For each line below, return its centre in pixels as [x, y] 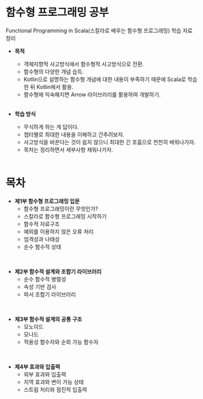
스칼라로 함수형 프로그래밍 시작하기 [65, 216]
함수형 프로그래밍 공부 [57, 12]
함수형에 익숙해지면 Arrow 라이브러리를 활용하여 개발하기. [92, 94]
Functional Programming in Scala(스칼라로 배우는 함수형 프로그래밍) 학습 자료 [99, 30]
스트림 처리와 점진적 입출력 [55, 389]
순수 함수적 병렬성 [45, 279]
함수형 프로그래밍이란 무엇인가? [61, 208]
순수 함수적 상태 [42, 247]
